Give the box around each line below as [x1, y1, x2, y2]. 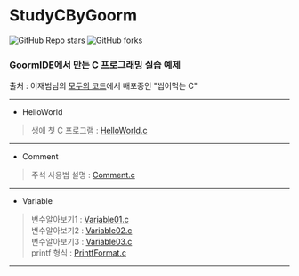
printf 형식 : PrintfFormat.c [30, 248, 127, 258]
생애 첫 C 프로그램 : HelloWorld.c [30, 126, 148, 136]
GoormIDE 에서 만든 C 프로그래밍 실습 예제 [9, 59, 181, 71]
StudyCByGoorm [9, 5, 138, 26]
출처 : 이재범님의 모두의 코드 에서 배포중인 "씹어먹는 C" [9, 81, 198, 92]
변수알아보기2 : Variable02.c [30, 225, 133, 236]
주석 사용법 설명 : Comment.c [30, 170, 135, 181]
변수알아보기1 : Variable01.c [30, 215, 129, 225]
